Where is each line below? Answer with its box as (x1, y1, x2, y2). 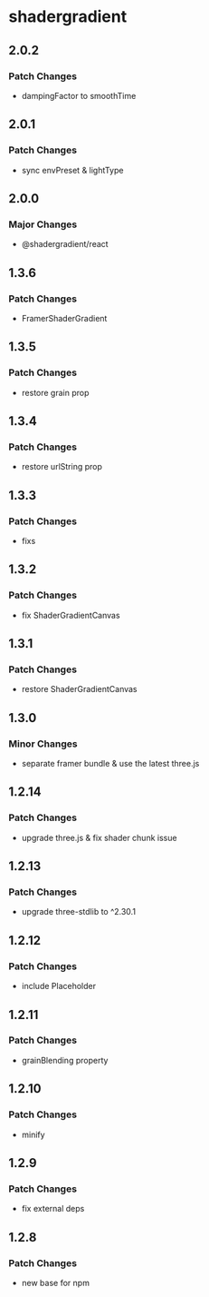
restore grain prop (21, 387, 90, 398)
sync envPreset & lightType (21, 164, 124, 175)
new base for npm (21, 1277, 90, 1288)
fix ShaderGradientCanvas (21, 609, 120, 620)
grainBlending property (21, 1054, 109, 1065)
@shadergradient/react (21, 239, 109, 250)
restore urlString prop (21, 461, 103, 472)
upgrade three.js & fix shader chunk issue (21, 832, 177, 843)
